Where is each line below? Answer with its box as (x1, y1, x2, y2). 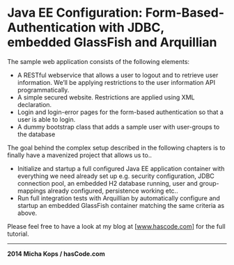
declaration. (17, 100, 52, 109)
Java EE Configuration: (7, 5, 143, 21)
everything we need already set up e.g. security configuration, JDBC (17, 172, 214, 180)
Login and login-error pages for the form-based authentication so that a (17, 108, 224, 116)
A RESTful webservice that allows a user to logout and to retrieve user (17, 71, 219, 79)
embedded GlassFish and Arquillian (7, 35, 217, 50)
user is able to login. (17, 115, 76, 123)
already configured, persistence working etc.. (47, 186, 179, 195)
